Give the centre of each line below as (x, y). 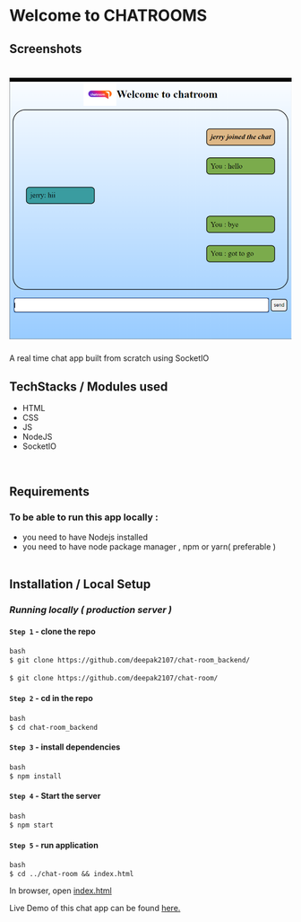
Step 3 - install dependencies (65, 747)
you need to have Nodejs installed (85, 537)
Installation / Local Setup (80, 584)
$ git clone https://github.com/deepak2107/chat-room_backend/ (130, 661)
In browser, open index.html (60, 891)
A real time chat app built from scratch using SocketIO (109, 358)
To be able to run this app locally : (84, 517)
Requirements (49, 492)
